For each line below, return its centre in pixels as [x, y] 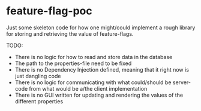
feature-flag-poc [49, 11]
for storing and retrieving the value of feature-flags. [70, 33]
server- [181, 82]
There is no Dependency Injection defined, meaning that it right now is [102, 69]
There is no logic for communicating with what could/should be [93, 82]
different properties [39, 101]
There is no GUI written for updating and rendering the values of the [99, 95]
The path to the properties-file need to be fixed [73, 63]
